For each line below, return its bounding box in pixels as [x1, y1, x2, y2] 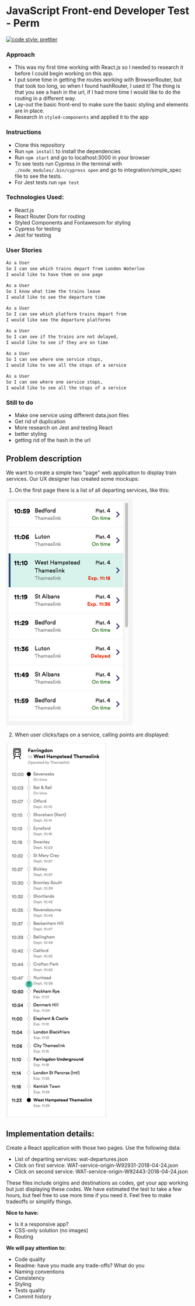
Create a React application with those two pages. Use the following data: [6, 1145, 181, 1152]
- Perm [6, 16, 40, 30]
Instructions [6, 128, 42, 136]
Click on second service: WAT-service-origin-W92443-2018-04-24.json [14, 1168, 189, 1175]
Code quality [14, 1256, 46, 1263]
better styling [14, 430, 47, 437]
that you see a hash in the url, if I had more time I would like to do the [14, 89, 181, 96]
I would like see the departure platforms [6, 317, 111, 323]
